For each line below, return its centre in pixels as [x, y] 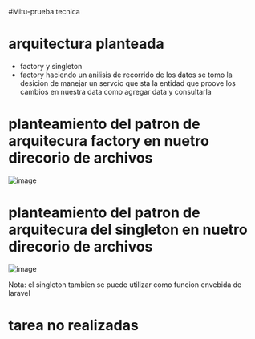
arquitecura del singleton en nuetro [128, 230]
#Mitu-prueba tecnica [44, 12]
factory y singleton [51, 66]
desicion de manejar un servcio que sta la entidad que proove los [128, 83]
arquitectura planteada [86, 44]
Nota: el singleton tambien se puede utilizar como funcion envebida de [125, 285]
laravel [19, 293]
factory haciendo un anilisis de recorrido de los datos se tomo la [126, 75]
